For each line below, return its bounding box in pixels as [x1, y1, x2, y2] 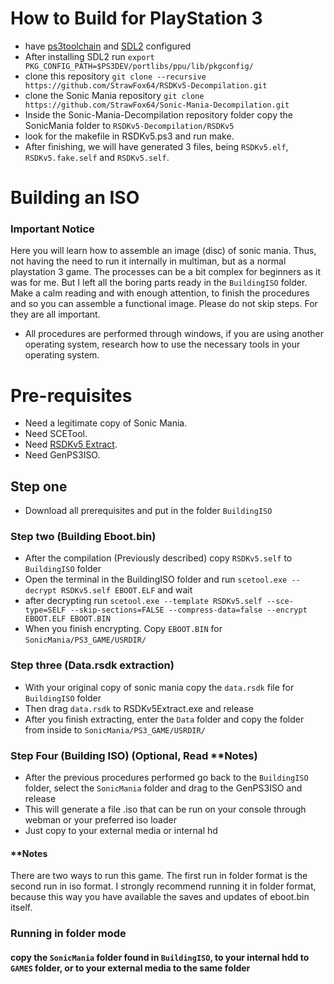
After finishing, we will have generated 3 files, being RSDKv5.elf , [24, 140, 289, 152]
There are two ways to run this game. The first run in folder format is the [10, 870, 308, 882]
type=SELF [24, 605, 67, 616]
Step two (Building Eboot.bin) [10, 530, 157, 544]
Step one [10, 478, 68, 495]
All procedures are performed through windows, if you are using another [24, 328, 324, 340]
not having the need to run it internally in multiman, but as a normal [10, 255, 287, 267]
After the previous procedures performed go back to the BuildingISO [24, 772, 309, 784]
